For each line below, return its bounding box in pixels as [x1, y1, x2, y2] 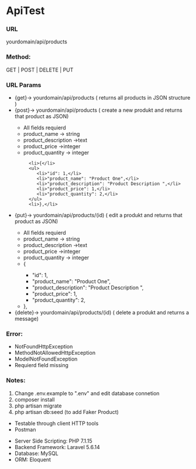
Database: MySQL [14, 450, 59, 457]
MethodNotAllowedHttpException [14, 350, 95, 357]
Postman [14, 426, 36, 433]
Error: [6, 330, 23, 338]
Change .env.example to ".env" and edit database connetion [14, 389, 160, 396]
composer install [14, 396, 55, 403]
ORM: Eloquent [14, 456, 51, 463]
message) [14, 315, 39, 323]
